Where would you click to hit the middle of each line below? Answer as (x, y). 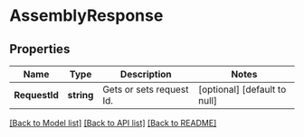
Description (146, 74)
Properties (40, 49)
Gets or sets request (146, 89)
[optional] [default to (242, 89)
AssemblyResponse (86, 16)
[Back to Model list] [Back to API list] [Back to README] (113, 123)
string (81, 95)
